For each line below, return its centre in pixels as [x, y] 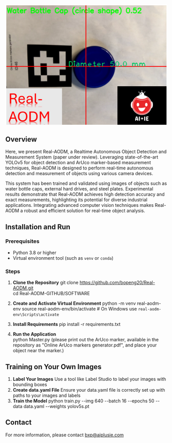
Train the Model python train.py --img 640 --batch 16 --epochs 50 [83, 401]
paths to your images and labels [46, 395]
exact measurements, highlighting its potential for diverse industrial [77, 200]
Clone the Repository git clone [45, 283]
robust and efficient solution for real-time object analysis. [84, 211]
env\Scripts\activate [36, 315]
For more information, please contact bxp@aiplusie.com [65, 435]
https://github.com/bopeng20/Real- [117, 283]
